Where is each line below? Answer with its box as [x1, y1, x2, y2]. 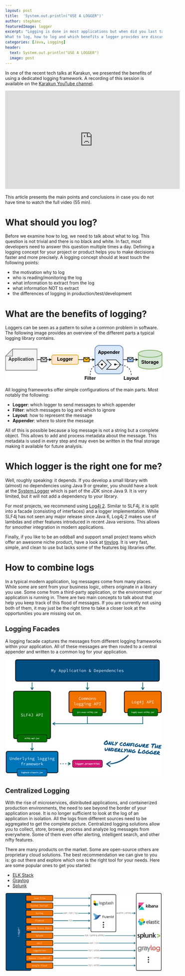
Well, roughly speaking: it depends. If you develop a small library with [5, 477, 148, 483]
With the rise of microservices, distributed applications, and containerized [5, 800, 157, 806]
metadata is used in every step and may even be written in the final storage [5, 438, 160, 444]
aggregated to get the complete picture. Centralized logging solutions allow [5, 821, 161, 827]
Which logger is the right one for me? [5, 461, 163, 472]
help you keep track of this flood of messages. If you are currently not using [5, 600, 161, 606]
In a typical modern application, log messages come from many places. [5, 578, 152, 584]
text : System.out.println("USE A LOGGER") [9, 50, 99, 55]
